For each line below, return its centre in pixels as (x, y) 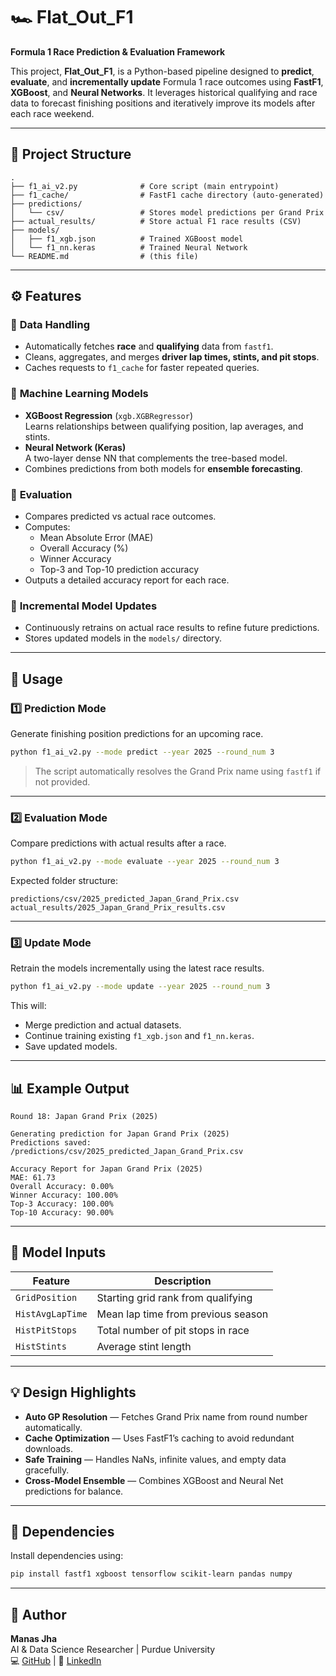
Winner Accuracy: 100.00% (64, 1195)
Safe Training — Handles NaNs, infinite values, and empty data (155, 1459)
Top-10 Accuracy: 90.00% (62, 1213)
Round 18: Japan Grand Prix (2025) (84, 1117)
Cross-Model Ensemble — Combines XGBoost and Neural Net (154, 1480)
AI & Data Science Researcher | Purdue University (113, 1650)
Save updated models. (71, 1046)
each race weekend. (52, 113)
